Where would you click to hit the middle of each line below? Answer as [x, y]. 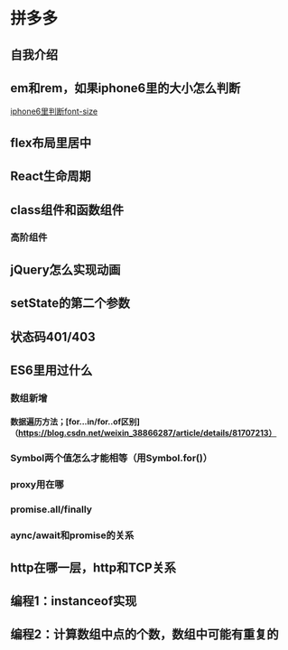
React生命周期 [51, 176]
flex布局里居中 [51, 142]
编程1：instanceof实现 [74, 601]
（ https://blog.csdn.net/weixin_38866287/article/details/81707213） [144, 432]
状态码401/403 [53, 336]
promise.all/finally [51, 509]
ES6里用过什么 [51, 371]
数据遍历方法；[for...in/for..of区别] [75, 422]
